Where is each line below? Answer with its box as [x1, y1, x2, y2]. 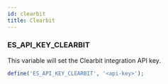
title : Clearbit [7, 17, 55, 24]
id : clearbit [7, 10, 46, 18]
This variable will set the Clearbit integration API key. [7, 56, 162, 64]
